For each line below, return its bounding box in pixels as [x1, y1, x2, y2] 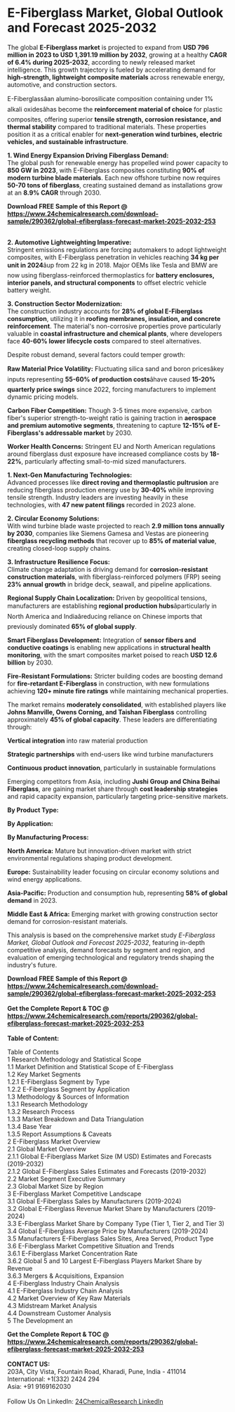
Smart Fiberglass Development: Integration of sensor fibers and [7, 636, 196, 644]
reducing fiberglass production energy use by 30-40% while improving [7, 485, 214, 494]
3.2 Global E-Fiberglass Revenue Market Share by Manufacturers [7, 1204, 195, 1212]
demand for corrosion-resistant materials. [7, 917, 128, 925]
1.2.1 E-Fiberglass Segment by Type [7, 1077, 110, 1086]
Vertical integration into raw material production [7, 736, 149, 745]
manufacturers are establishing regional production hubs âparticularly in [7, 601, 217, 610]
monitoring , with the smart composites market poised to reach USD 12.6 [7, 651, 217, 659]
